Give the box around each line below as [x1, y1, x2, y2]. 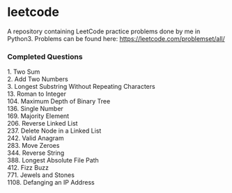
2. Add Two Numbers [7, 75, 68, 83]
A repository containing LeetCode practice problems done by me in [7, 27, 201, 35]
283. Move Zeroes [7, 142, 60, 150]
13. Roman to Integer [7, 90, 66, 98]
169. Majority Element [7, 112, 70, 120]
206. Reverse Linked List [7, 119, 78, 128]
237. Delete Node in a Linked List [7, 126, 102, 135]
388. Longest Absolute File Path [7, 156, 99, 165]
